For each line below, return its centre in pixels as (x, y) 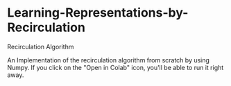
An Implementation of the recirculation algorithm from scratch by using (109, 60)
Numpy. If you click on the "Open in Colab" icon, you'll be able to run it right (115, 67)
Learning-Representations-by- (98, 13)
